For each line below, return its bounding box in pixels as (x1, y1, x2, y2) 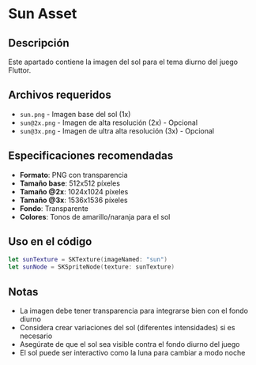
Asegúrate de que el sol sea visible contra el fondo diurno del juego (19, 340, 240, 348)
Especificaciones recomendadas (8, 149, 174, 163)
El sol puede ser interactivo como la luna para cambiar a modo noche (19, 348, 246, 357)
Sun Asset (8, 5, 77, 23)
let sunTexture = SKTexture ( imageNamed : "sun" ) (8, 256, 168, 264)
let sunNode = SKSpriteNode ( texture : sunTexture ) (8, 263, 175, 271)
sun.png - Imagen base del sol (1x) (19, 109, 131, 119)
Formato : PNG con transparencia (19, 170, 128, 179)
